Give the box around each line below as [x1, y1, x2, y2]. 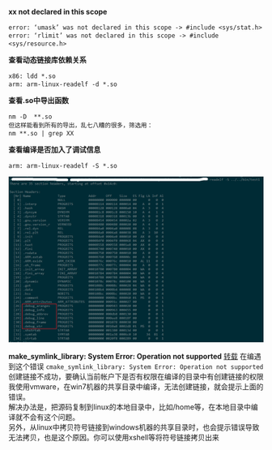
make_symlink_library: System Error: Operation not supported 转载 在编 [8, 351, 255, 361]
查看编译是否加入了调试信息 [8, 145, 101, 154]
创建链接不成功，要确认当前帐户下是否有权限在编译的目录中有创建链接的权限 [8, 371, 264, 381]
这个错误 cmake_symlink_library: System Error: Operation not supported [15, 361, 264, 371]
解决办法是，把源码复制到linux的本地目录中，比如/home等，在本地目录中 [8, 401, 252, 412]
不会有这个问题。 [22, 412, 79, 422]
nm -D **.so [8, 113, 53, 121]
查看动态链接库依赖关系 [8, 55, 87, 64]
